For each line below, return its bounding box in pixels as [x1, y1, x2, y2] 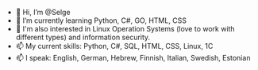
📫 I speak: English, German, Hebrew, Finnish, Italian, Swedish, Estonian [15, 53, 251, 62]
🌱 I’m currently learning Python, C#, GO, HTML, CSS [15, 16, 187, 25]
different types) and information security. [15, 32, 151, 42]
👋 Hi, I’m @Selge [15, 8, 71, 17]
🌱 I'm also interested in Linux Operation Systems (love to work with [15, 24, 236, 33]
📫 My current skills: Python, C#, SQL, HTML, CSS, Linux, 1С [15, 42, 214, 50]
